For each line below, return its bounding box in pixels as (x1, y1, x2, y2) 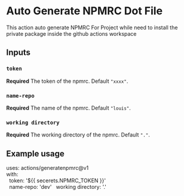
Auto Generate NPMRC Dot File (6, 4, 163, 18)
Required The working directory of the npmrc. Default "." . (6, 131, 151, 138)
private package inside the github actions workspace (6, 30, 137, 37)
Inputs (6, 48, 31, 58)
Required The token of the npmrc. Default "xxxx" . (6, 77, 128, 85)
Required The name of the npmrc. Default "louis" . (6, 104, 131, 111)
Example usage (6, 148, 65, 158)
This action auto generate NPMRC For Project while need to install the (6, 24, 178, 31)
